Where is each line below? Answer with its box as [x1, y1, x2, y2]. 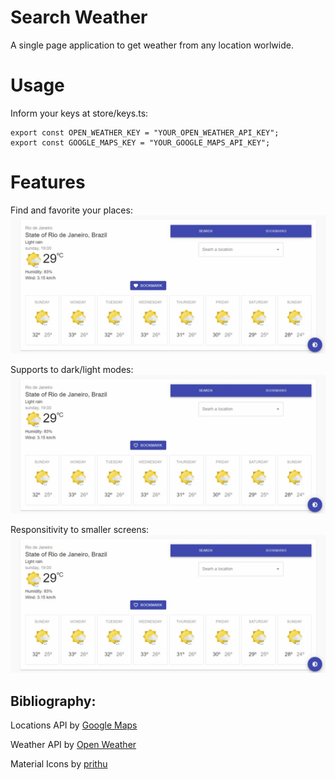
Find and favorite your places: [10, 204, 133, 216]
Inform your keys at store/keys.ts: [10, 107, 149, 119]
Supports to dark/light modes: [10, 364, 134, 376]
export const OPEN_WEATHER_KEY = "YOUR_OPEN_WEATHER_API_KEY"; [10, 127, 280, 138]
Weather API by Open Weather [10, 739, 137, 751]
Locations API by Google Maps [10, 719, 138, 731]
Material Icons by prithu [10, 758, 108, 770]
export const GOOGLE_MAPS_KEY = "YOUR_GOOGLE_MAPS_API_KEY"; [10, 137, 271, 148]
